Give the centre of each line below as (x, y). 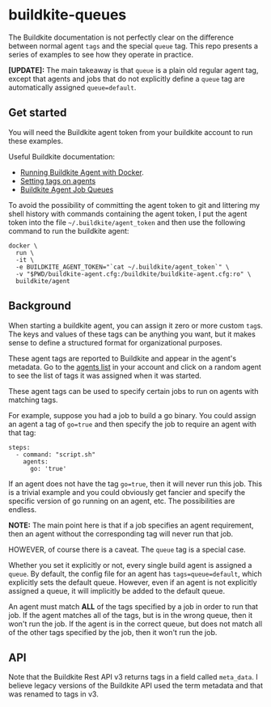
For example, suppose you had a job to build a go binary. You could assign (132, 415)
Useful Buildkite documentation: (62, 156)
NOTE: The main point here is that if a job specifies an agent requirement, (131, 525)
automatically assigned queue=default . (72, 87)
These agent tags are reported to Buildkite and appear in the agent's (123, 358)
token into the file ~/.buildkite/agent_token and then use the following (127, 222)
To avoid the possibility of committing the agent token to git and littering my (134, 205)
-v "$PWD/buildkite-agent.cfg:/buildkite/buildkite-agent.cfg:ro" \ (133, 274)
